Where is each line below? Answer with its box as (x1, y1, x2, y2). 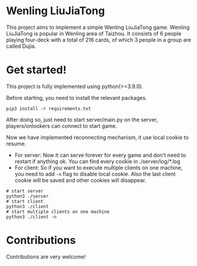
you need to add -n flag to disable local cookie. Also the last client (14, 170, 176, 177)
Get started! (6, 63, 67, 77)
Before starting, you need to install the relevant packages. (6, 94, 147, 101)
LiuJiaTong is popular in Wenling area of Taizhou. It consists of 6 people (6, 30, 182, 37)
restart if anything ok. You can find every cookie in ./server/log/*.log (14, 158, 180, 165)
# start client (6, 198, 44, 205)
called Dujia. (6, 43, 37, 50)
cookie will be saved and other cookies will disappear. (14, 176, 147, 184)
